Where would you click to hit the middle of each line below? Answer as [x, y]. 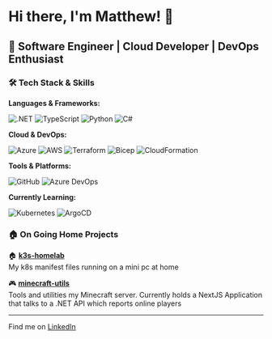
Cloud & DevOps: [38, 134]
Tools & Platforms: [40, 166]
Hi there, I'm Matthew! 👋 [91, 17]
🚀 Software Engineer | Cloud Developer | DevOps [134, 47]
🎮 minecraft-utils [39, 283]
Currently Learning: [42, 197]
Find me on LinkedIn [42, 327]
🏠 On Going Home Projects [64, 234]
